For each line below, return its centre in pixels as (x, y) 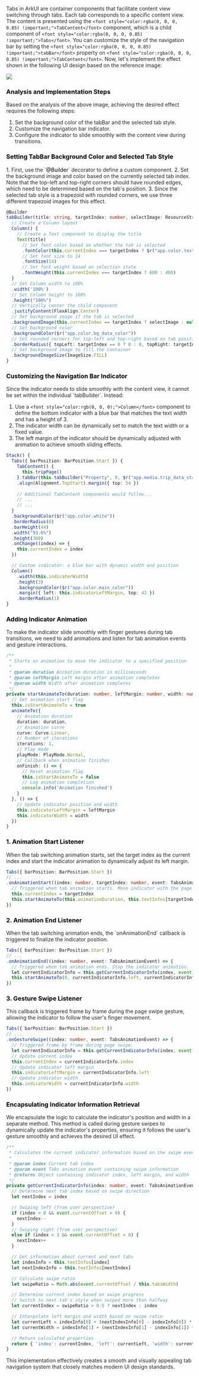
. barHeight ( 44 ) (30, 527)
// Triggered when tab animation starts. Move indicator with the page (102, 888)
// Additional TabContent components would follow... (84, 494)
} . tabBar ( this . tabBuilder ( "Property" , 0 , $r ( (74, 477)
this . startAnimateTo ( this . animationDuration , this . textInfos (89, 899)
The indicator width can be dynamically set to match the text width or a (102, 426)
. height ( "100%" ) (31, 300)
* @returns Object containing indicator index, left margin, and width (99, 1175)
